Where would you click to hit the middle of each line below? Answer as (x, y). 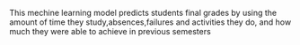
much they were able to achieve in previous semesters (110, 31)
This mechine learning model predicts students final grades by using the (143, 13)
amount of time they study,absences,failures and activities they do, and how (150, 22)
